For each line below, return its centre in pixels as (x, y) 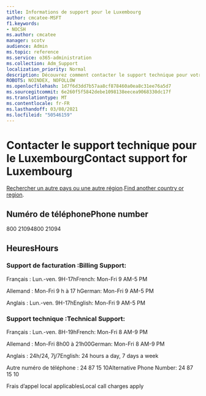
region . (15, 195)
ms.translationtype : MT (37, 98)
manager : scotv (26, 41)
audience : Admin (27, 47)
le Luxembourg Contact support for (97, 158)
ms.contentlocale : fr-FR (38, 103)
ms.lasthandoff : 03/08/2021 (42, 109)
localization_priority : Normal (46, 69)
